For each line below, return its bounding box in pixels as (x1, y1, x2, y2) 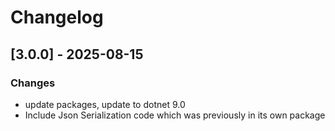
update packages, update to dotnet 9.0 (24, 98, 186, 110)
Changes (10, 76, 56, 90)
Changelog (10, 6, 104, 29)
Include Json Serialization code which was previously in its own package (24, 109, 326, 121)
